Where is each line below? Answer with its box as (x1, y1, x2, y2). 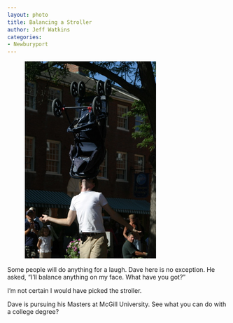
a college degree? (7, 308, 59, 316)
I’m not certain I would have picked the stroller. (7, 287, 142, 295)
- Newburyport (7, 41, 49, 48)
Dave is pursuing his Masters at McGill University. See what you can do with (7, 300, 227, 308)
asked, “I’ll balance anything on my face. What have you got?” (7, 273, 186, 282)
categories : (7, 34, 42, 41)
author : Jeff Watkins (7, 26, 71, 33)
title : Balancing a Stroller (7, 18, 92, 26)
